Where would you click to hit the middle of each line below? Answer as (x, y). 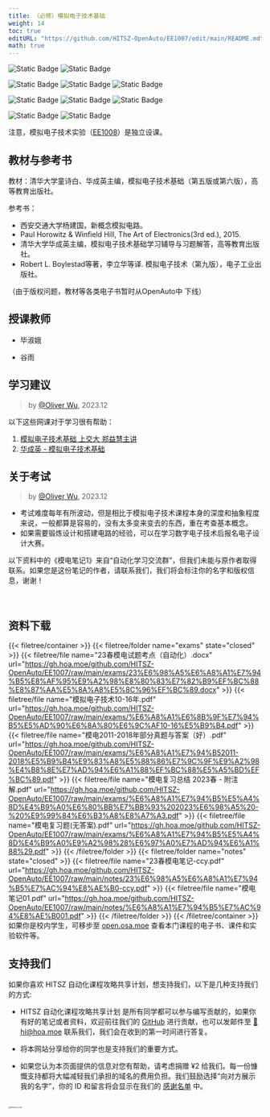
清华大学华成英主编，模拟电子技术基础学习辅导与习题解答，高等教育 (133, 243)
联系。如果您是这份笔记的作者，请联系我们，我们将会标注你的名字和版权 (128, 571)
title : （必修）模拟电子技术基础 (57, 16)
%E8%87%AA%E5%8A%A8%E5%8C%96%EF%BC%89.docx (112, 690)
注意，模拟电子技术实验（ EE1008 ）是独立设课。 (88, 132)
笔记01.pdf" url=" (37, 899)
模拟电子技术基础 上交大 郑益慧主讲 (78, 438)
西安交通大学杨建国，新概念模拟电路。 (83, 225)
